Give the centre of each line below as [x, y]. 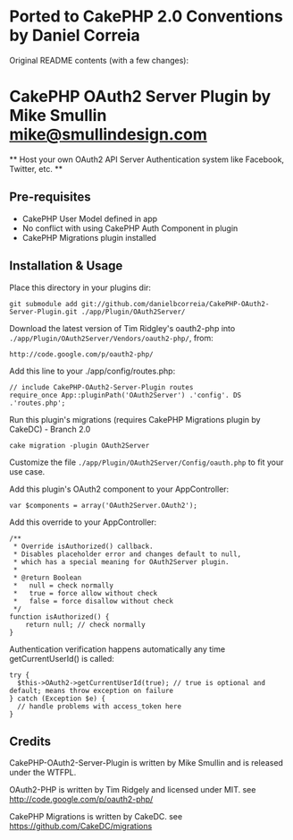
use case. [27, 471]
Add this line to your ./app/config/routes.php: [92, 371]
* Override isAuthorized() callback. [83, 546]
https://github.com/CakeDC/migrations [81, 827]
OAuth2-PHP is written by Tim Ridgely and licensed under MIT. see [133, 790]
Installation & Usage [66, 266]
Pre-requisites [50, 197]
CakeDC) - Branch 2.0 [50, 429]
